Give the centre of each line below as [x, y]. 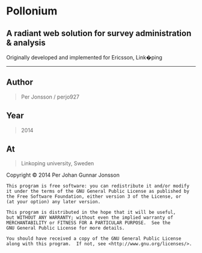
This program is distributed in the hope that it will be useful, [91, 212]
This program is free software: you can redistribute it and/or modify [98, 186]
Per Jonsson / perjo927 [50, 97]
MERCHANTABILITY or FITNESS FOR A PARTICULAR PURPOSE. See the [88, 223]
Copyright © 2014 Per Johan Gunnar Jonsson [63, 175]
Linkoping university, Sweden [57, 163]
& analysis [26, 42]
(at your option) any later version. [54, 202]
